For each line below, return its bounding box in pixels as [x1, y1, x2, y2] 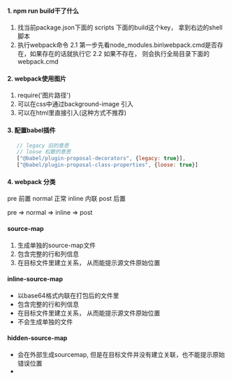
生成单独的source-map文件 [17, 241, 96, 249]
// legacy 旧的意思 [16, 142, 69, 149]
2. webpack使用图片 [7, 74, 66, 83]
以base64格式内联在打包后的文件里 [17, 291, 119, 300]
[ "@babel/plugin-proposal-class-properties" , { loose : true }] [16, 162, 198, 169]
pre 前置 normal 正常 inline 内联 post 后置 [7, 195, 126, 203]
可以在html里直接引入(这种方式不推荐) [17, 108, 127, 117]
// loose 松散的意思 [16, 148, 71, 155]
